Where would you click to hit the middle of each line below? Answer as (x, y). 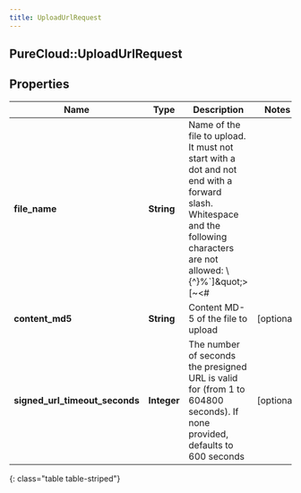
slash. (201, 203)
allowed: (206, 270)
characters (211, 247)
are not (203, 259)
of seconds (212, 355)
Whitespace (214, 214)
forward (205, 192)
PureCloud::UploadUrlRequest (96, 54)
